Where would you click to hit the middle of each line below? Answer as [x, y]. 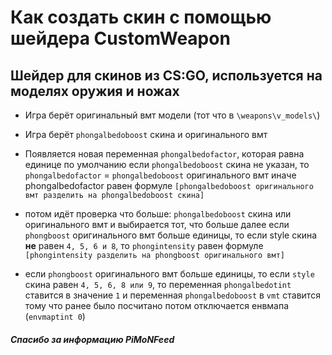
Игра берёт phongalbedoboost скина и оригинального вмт [146, 134]
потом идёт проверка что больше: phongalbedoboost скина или [158, 214]
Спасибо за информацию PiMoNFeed [92, 339]
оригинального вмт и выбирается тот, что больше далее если [157, 224]
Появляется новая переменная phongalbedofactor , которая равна [164, 154]
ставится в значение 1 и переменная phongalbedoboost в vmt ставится [172, 295]
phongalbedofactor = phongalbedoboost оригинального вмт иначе [160, 175]
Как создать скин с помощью [141, 17]
